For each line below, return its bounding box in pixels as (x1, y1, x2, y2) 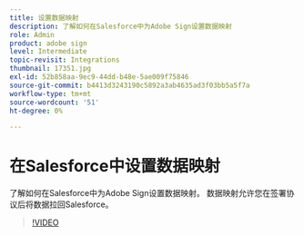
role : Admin (9, 30, 55, 39)
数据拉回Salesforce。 (33, 199, 114, 210)
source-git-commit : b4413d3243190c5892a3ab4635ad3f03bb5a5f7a (9, 81, 250, 90)
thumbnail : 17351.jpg (9, 64, 92, 74)
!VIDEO (31, 217, 59, 228)
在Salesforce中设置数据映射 (9, 156, 221, 177)
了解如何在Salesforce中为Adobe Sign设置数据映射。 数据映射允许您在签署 (9, 188, 287, 199)
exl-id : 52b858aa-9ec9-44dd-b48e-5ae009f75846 (9, 73, 189, 82)
